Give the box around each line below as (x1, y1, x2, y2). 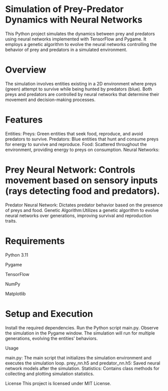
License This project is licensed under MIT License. (5, 380, 111, 386)
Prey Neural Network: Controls (5, 164, 135, 175)
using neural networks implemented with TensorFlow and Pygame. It (5, 36, 146, 42)
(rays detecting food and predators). (5, 185, 160, 196)
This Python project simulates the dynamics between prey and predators (5, 30, 155, 36)
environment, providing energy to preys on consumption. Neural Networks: (5, 146, 160, 152)
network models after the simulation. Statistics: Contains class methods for (5, 365, 160, 371)
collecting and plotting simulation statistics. (5, 370, 94, 376)
